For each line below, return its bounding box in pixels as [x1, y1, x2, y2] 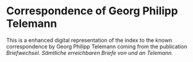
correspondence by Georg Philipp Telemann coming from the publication [6, 43, 188, 50]
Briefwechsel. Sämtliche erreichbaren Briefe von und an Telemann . [6, 49, 173, 56]
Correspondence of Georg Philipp [6, 4, 178, 18]
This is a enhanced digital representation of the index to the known [6, 36, 172, 44]
